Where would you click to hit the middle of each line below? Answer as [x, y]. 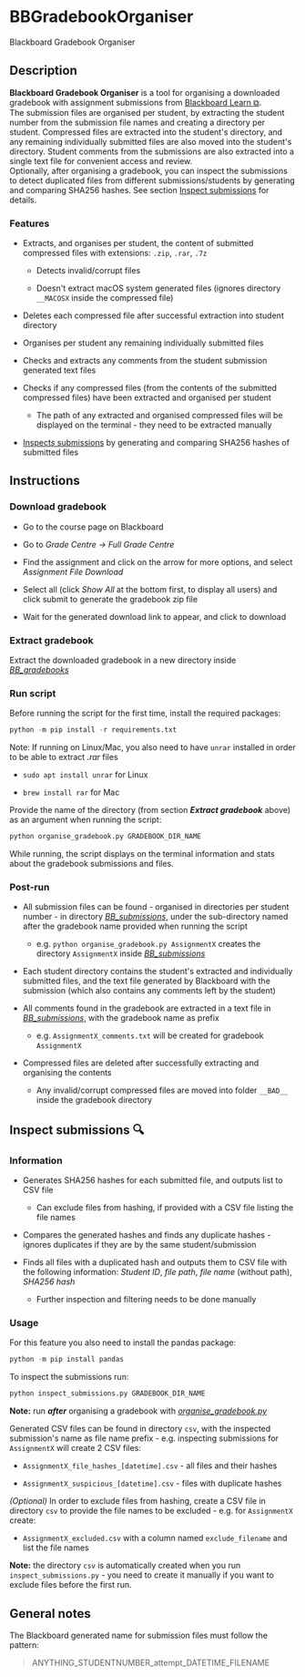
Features [30, 223]
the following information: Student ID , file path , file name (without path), [158, 1272]
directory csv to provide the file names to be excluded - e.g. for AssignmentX [151, 1511]
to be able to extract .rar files [64, 757]
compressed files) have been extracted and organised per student [147, 397]
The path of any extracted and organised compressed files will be [160, 416]
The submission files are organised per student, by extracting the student [147, 112]
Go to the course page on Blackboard [93, 527]
